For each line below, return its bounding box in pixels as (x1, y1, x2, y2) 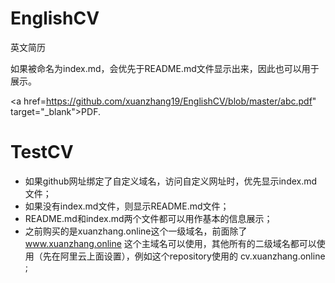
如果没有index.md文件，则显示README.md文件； (24, 200, 230, 212)
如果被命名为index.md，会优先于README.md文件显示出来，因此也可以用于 (10, 62, 320, 74)
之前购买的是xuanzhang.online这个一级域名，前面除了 (24, 225, 248, 237)
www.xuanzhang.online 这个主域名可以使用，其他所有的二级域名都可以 (24, 237, 317, 249)
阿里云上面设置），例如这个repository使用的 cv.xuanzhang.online (59, 250, 326, 262)
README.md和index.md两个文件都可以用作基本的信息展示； (24, 212, 273, 224)
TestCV (10, 141, 74, 164)
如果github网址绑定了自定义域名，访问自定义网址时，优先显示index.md (24, 175, 318, 187)
